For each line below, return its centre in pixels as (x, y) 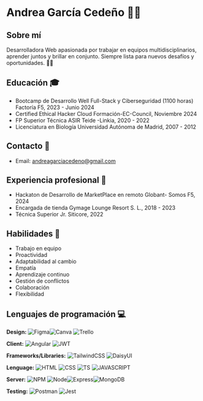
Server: (16, 380)
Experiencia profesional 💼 (56, 180)
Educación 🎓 (33, 83)
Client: (15, 344)
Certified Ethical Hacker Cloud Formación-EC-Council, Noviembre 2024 (106, 113)
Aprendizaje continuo (42, 275)
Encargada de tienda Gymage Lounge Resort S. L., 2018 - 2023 (95, 208)
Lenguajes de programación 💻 (66, 314)
